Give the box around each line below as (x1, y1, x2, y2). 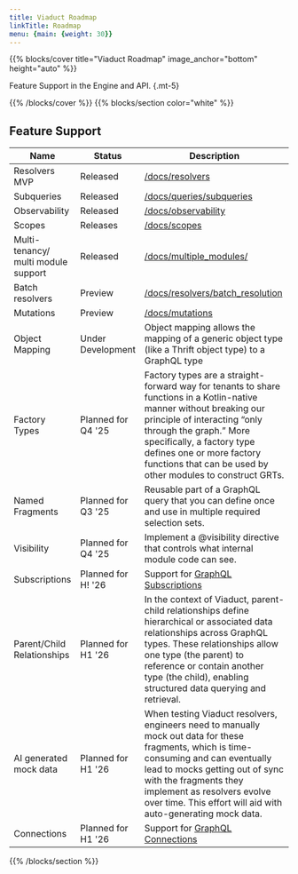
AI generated (13, 752, 68, 765)
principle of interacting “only (144, 414, 263, 426)
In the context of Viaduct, (144, 593, 250, 606)
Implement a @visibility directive (144, 531, 279, 544)
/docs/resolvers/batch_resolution (144, 287, 283, 299)
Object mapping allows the (144, 322, 255, 334)
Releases (79, 219, 118, 232)
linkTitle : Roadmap (9, 21, 82, 30)
